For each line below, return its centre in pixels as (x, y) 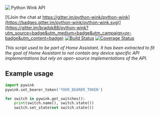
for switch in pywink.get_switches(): (45, 99)
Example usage (29, 74)
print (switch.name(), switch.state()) (54, 103)
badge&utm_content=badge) (34, 38)
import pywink (20, 85)
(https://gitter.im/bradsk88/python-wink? (47, 28)
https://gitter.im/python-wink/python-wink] (86, 17)
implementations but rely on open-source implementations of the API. (76, 58)
